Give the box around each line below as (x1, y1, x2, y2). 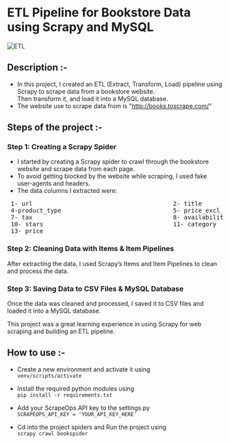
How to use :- (7, 347, 66, 358)
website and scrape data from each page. (16, 165, 136, 173)
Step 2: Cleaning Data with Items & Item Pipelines (7, 244, 175, 254)
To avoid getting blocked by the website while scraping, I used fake (16, 172, 207, 181)
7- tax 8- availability (10, 213, 228, 222)
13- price (10, 227, 44, 235)
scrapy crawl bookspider (16, 430, 88, 437)
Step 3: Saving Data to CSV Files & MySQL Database (7, 284, 184, 293)
